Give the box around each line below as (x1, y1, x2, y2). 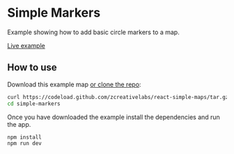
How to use (7, 61, 57, 74)
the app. (7, 120, 31, 128)
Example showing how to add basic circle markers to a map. (7, 28, 180, 36)
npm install (7, 134, 42, 141)
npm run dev (7, 140, 42, 147)
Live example (7, 41, 45, 49)
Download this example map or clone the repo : (7, 80, 141, 88)
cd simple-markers (7, 100, 61, 107)
